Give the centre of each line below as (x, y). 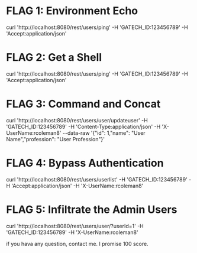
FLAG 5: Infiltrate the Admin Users (92, 210)
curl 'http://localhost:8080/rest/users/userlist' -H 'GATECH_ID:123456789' (97, 179)
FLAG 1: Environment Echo (72, 11)
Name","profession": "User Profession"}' (56, 139)
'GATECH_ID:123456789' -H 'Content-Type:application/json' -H (83, 126)
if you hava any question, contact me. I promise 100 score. (77, 244)
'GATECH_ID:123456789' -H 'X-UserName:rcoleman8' (72, 232)
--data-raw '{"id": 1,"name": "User (104, 133)
